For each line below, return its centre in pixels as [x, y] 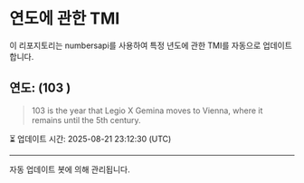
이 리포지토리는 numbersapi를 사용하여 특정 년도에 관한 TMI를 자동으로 [135, 45]
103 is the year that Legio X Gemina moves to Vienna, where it [147, 111]
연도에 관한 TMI [65, 19]
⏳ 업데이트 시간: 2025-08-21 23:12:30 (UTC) [90, 139]
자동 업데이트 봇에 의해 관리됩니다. [70, 169]
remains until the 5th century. [86, 120]
